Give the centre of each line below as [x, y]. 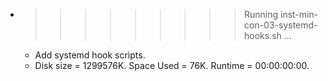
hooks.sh [262, 35]
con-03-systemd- [280, 25]
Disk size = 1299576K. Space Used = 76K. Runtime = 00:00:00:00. [172, 65]
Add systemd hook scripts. [90, 55]
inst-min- [299, 14]
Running [261, 14]
